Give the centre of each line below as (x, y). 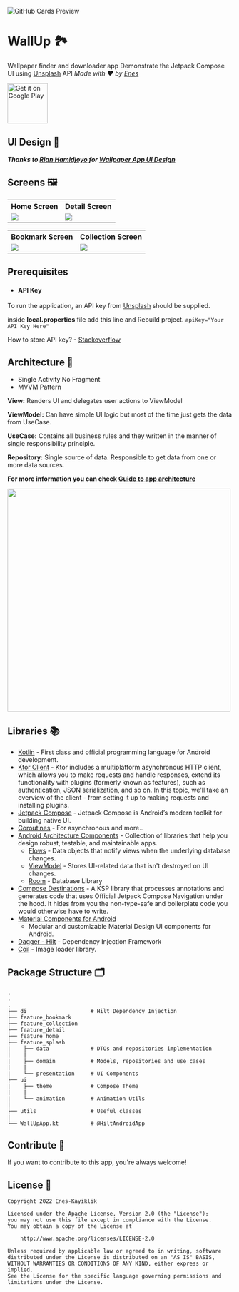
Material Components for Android (67, 919)
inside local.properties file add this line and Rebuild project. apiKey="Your (116, 320)
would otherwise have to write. (63, 911)
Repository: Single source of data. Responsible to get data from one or (112, 457)
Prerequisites (38, 271)
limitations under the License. (55, 1283)
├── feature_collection (43, 1024)
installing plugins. (44, 805)
